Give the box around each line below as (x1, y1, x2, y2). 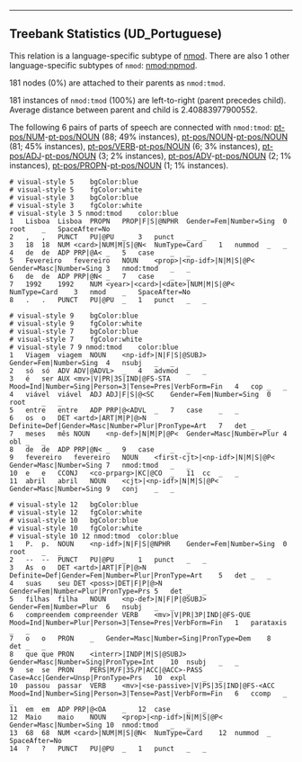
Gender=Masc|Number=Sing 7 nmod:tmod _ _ (9, 461, 191, 470)
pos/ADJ (9, 150, 42, 161)
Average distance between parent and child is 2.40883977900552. (9, 104, 258, 115)
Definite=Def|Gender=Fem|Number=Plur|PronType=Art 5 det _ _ (9, 570, 271, 580)
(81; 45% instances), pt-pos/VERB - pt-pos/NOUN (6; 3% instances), (9, 140, 261, 151)
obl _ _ (9, 437, 47, 446)
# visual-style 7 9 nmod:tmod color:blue (9, 343, 179, 352)
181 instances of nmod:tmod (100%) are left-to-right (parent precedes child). (9, 94, 287, 105)
